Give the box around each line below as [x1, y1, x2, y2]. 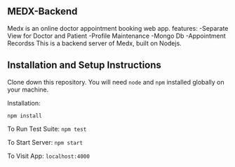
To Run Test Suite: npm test [7, 124, 87, 133]
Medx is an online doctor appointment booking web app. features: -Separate [7, 24, 229, 32]
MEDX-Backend [7, 6, 78, 17]
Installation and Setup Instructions [7, 59, 161, 71]
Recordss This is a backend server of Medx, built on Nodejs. [7, 38, 182, 48]
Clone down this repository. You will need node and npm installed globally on [7, 78, 224, 86]
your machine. [7, 85, 49, 94]
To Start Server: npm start [7, 138, 83, 146]
